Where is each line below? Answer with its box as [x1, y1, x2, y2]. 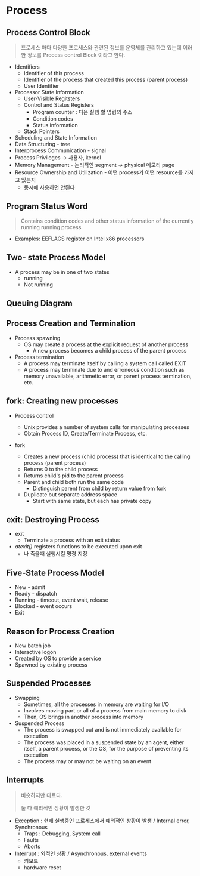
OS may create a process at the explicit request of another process [23, 341, 189, 348]
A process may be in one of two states [14, 268, 110, 275]
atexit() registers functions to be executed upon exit [14, 543, 142, 550]
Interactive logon [14, 649, 57, 656]
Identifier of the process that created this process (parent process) [23, 76, 188, 83]
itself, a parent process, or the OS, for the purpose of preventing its [23, 745, 189, 752]
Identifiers [14, 63, 40, 70]
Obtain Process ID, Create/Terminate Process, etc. [23, 430, 148, 437]
